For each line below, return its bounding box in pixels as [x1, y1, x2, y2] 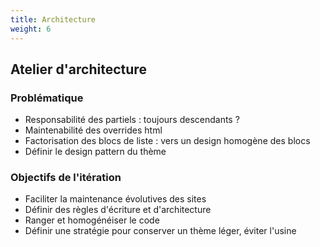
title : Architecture [10, 14, 97, 25]
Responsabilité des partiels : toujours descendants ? [24, 114, 240, 126]
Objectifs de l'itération [10, 171, 122, 185]
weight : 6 [10, 24, 52, 34]
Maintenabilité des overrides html [24, 124, 163, 136]
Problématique [10, 91, 84, 105]
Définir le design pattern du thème [24, 146, 167, 158]
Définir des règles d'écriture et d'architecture [24, 204, 212, 216]
